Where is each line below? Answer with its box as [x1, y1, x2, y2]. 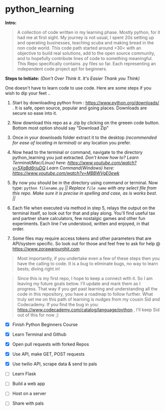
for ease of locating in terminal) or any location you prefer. [12, 139, 132, 146]
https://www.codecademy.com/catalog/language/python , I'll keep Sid [17, 307, 160, 313]
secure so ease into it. [12, 110, 58, 116]
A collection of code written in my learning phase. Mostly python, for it [17, 29, 161, 35]
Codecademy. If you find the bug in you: [17, 301, 99, 307]
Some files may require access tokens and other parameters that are [12, 235, 152, 241]
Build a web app [12, 380, 45, 387]
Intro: [5, 20, 17, 26]
